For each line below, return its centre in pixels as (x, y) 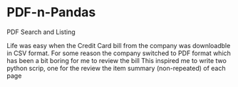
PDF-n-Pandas (51, 12)
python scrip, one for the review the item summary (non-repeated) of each (116, 68)
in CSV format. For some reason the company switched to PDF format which (119, 53)
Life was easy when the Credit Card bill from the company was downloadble (119, 45)
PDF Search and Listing (41, 32)
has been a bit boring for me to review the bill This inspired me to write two (117, 60)
